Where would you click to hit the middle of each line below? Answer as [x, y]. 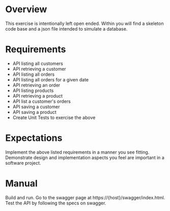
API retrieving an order [36, 85]
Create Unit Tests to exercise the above [54, 117]
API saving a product [35, 112]
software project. [23, 163]
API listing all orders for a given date [51, 79]
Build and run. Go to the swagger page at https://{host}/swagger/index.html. [85, 197]
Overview [26, 9]
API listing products [33, 91]
